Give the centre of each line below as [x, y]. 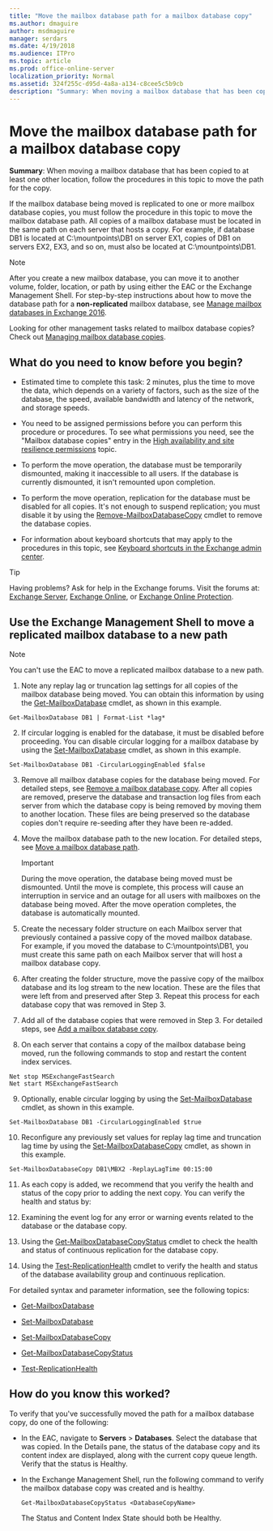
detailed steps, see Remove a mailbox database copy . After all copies [136, 788]
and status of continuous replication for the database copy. [119, 1250]
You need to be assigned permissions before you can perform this [131, 424]
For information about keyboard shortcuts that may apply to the [127, 539]
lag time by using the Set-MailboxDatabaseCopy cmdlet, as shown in [136, 1145]
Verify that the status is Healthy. [74, 1464]
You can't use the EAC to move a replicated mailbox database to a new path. [136, 670]
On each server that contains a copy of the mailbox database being [133, 1044]
